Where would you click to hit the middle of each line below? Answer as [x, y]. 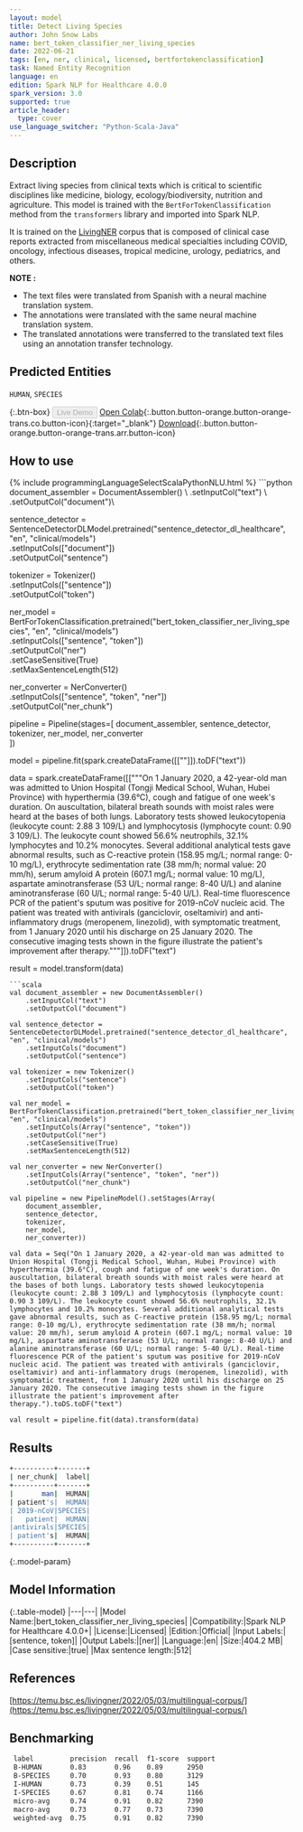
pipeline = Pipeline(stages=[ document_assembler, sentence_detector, [140, 724]
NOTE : [23, 277]
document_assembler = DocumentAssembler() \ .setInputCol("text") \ [138, 493]
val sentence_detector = [56, 1025]
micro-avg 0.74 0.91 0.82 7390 [108, 1801]
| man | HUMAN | [50, 1494]
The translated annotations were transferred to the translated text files [153, 334]
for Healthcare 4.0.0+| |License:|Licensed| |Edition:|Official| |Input [132, 1630]
